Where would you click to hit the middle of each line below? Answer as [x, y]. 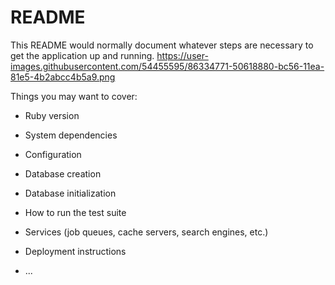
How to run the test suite [75, 212]
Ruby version [52, 115]
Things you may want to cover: [74, 96]
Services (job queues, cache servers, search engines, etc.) [146, 232]
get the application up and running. [82, 55]
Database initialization [70, 193]
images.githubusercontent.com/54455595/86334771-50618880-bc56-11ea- [167, 66]
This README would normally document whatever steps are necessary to [162, 45]
